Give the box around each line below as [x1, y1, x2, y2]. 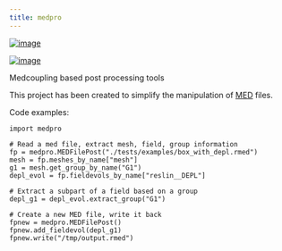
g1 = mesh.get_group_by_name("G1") [9, 163, 142, 172]
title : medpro [9, 13, 63, 22]
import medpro [9, 124, 63, 133]
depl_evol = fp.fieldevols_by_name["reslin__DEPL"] [9, 171, 206, 180]
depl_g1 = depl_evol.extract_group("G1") [9, 194, 167, 204]
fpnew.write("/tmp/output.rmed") [9, 233, 134, 242]
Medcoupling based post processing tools [9, 72, 165, 83]
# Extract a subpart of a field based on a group [9, 187, 199, 196]
